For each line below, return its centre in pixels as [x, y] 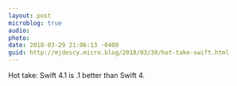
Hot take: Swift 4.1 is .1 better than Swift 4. [77, 75]
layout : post [30, 16]
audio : [19, 30]
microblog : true [35, 23]
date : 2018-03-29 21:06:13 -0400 [64, 45]
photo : [19, 38]
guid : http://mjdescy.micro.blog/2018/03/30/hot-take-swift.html [118, 53]
